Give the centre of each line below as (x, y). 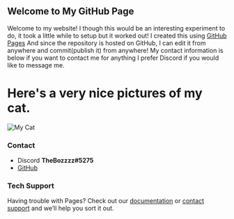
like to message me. (36, 65)
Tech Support (31, 186)
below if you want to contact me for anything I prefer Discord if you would (113, 58)
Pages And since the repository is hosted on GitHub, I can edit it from (107, 43)
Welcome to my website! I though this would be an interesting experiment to (116, 28)
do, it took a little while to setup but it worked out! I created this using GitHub (117, 35)
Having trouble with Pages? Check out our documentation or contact (106, 201)
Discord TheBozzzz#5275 (55, 161)
